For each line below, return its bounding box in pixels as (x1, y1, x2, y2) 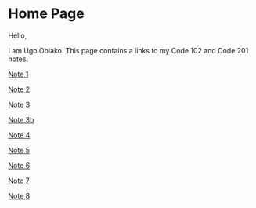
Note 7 (8, 176, 30, 185)
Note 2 (8, 84, 31, 94)
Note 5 (8, 145, 30, 155)
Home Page (8, 5, 85, 23)
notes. (8, 54, 29, 64)
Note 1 (8, 69, 29, 78)
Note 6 (8, 160, 31, 170)
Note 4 (8, 130, 31, 140)
